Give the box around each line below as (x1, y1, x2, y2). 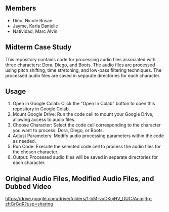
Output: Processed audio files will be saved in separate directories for (12, 154, 158, 160)
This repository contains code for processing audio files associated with (5, 56, 156, 62)
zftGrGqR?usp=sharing (5, 201, 53, 207)
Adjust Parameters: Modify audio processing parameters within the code (12, 133, 164, 139)
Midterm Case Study (5, 43, 72, 52)
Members (5, 4, 36, 13)
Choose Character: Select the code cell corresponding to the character (12, 122, 161, 128)
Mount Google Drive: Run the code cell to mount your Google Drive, (12, 111, 154, 117)
